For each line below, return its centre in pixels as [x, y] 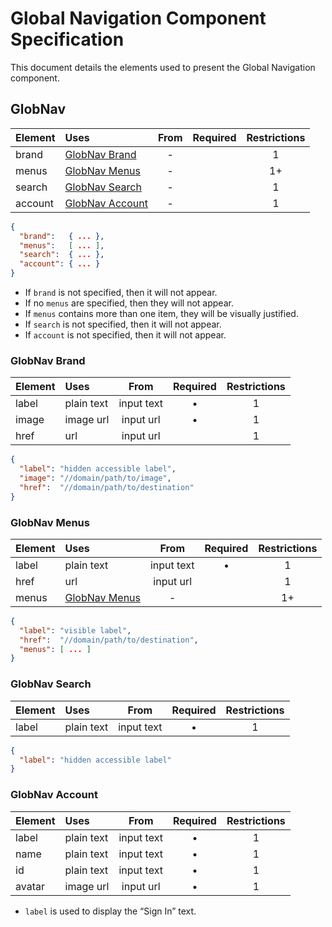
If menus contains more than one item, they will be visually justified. [161, 313]
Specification [67, 39]
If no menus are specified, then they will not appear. [129, 303]
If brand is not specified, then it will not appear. [121, 292]
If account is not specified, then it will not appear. [125, 335]
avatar [30, 886]
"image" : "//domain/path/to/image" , [95, 478]
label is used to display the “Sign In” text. [110, 911]
